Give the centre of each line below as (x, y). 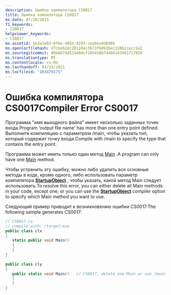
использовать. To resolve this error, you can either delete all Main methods (84, 185)
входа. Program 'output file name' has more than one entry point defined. (82, 128)
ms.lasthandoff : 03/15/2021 (35, 67)
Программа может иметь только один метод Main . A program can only (82, 154)
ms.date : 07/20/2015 (27, 19)
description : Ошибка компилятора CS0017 (49, 10)
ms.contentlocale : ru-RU (32, 62)
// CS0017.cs (19, 221)
